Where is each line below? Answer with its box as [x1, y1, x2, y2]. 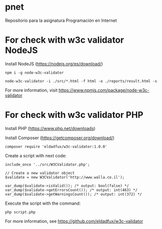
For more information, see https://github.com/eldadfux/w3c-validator [5, 218, 143, 224]
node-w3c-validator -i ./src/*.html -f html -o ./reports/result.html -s [5, 79, 158, 83]
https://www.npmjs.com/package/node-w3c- [58, 87, 149, 93]
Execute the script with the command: [5, 200, 81, 206]
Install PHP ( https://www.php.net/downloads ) [5, 125, 96, 131]
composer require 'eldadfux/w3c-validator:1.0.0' [5, 144, 108, 149]
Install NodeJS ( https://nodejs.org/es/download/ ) [5, 61, 103, 66]
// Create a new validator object [5, 170, 75, 176]
